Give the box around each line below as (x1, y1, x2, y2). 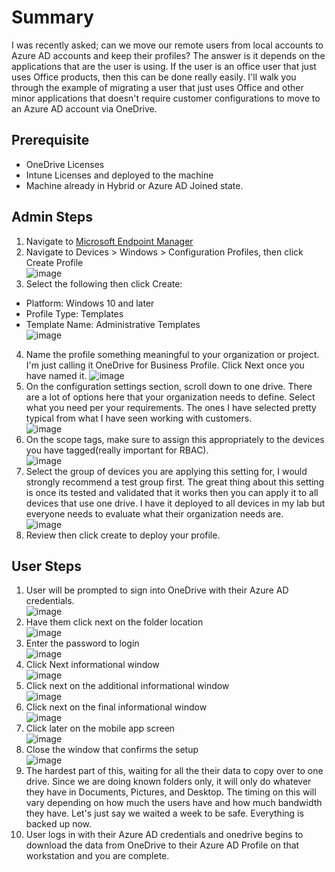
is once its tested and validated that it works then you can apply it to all (25, 486, 319, 498)
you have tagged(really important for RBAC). (25, 444, 209, 456)
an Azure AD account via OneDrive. (11, 102, 158, 115)
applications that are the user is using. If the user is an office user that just (11, 60, 317, 72)
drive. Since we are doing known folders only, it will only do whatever (25, 776, 312, 788)
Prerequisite (11, 132, 90, 149)
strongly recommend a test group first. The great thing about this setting (25, 476, 325, 488)
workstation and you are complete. (25, 850, 170, 862)
